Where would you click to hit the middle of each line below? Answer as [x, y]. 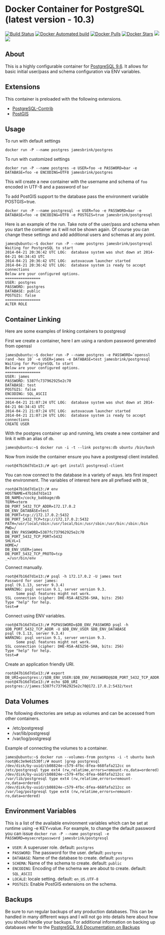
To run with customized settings [38, 159]
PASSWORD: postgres [25, 287]
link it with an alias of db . [30, 439]
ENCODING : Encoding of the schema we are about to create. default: [79, 868]
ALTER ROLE [16, 304]
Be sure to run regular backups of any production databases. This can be [79, 911]
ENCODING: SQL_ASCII [26, 394]
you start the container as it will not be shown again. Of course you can [77, 229]
